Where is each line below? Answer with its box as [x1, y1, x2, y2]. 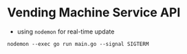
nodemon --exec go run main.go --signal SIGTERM [7, 40, 149, 47]
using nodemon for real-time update [16, 27, 115, 36]
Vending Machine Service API [7, 5, 181, 21]
